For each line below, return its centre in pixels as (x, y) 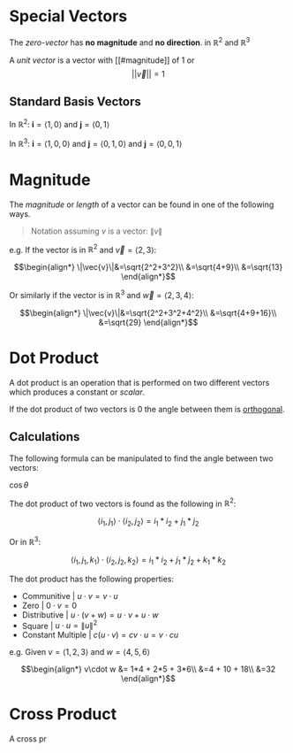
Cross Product (63, 715)
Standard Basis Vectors (75, 101)
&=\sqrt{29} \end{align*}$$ (148, 322)
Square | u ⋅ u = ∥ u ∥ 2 (60, 625)
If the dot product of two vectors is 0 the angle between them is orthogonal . (147, 409)
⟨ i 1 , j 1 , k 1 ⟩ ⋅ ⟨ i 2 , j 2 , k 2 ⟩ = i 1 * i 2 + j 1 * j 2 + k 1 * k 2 (148, 561)
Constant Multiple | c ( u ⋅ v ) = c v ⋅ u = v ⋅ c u (100, 635)
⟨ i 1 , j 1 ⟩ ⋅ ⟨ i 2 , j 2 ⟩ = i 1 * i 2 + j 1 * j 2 (148, 522)
